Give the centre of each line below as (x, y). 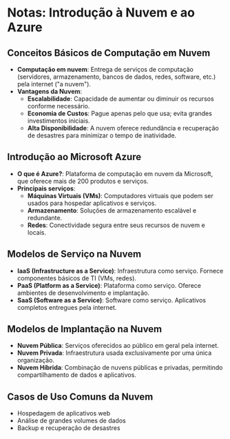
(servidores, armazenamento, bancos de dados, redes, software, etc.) (116, 77)
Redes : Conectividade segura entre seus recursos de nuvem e (116, 225)
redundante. (45, 217)
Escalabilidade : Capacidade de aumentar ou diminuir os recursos (121, 99)
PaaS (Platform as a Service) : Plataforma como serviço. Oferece (109, 285)
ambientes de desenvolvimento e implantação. (83, 293)
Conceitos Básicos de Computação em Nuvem (109, 53)
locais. (37, 232)
